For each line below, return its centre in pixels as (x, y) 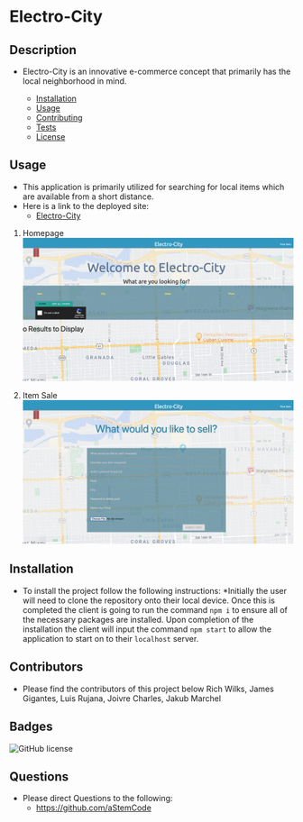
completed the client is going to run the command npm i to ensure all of (155, 609)
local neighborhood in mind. (74, 81)
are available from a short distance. (88, 196)
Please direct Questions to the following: (97, 799)
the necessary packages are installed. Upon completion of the (138, 619)
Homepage (43, 233)
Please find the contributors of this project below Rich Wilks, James (148, 689)
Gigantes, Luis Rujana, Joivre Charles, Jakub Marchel (122, 698)
